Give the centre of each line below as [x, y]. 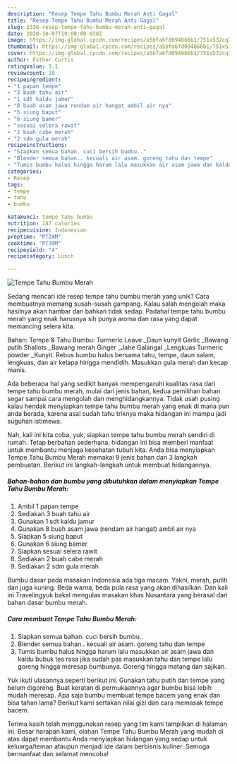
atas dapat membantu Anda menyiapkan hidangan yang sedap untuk [107, 739]
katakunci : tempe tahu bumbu [50, 217]
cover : [17, 54]
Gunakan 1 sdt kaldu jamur [56, 521]
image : [17, 40]
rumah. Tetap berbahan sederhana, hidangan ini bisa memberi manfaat [110, 443]
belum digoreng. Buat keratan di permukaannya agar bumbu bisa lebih [110, 688]
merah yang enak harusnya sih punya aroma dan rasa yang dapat [102, 319]
